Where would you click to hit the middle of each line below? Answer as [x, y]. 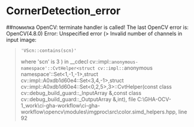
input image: [21, 40]
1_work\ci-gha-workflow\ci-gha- [60, 105]
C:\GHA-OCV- [154, 99]
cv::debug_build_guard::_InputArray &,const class [81, 93]
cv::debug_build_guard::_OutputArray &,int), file [78, 99]
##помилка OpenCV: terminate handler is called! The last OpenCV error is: [98, 27]
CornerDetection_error [63, 11]
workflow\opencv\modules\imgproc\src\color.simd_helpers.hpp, [99, 112]
